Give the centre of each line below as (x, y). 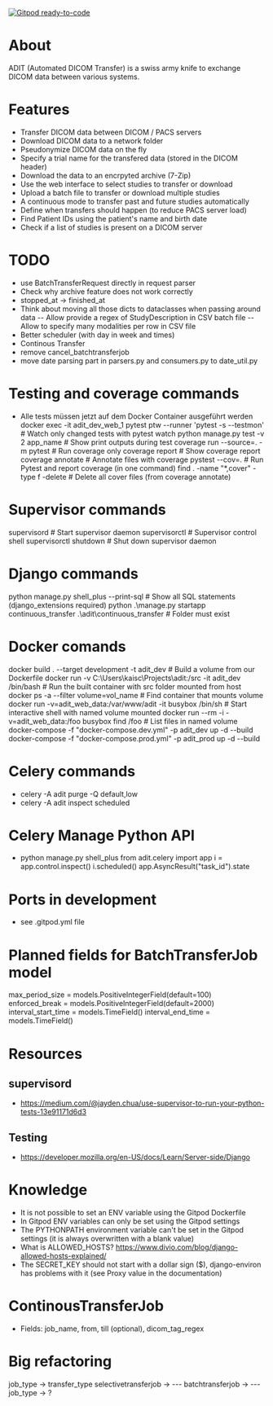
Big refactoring (60, 1362)
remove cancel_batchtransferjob (75, 352)
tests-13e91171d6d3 (53, 1112)
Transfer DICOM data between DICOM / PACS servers (111, 132)
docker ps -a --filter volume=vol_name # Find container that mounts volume (136, 695)
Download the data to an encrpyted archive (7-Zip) (106, 175)
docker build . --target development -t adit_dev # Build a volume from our (132, 669)
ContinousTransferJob (86, 1306)
